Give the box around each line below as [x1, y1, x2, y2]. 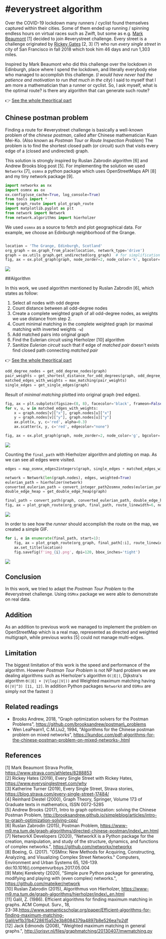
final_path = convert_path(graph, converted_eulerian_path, [5, 498, 132, 503]
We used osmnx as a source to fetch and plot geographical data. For [5, 224, 142, 230]
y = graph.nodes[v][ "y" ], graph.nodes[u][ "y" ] [14, 415, 112, 420]
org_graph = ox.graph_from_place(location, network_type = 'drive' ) [5, 248, 145, 253]
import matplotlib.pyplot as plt [5, 206, 74, 211]
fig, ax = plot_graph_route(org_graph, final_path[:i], [14, 540, 132, 545]
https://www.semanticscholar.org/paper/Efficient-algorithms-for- [19, 907, 151, 913]
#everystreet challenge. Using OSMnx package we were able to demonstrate [5, 591, 158, 597]
